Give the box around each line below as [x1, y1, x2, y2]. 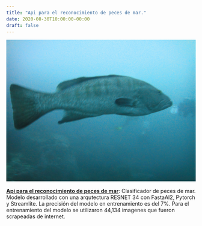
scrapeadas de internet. [6, 213, 66, 220]
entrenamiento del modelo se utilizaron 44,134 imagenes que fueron [6, 207, 176, 214]
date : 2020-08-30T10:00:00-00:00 [6, 16, 90, 22]
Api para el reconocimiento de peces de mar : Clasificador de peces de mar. [6, 188, 196, 195]
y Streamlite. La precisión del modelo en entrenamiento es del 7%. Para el [6, 200, 189, 207]
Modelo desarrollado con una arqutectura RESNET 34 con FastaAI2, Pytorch [6, 194, 195, 201]
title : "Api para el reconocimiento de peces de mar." [6, 10, 147, 16]
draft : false [6, 22, 39, 28]
